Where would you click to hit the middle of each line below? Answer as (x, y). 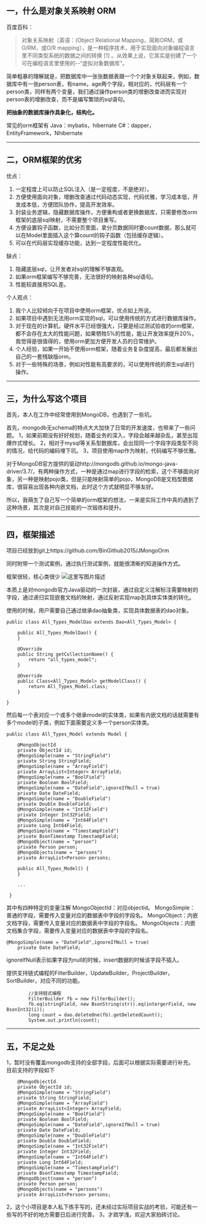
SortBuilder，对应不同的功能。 (45, 981)
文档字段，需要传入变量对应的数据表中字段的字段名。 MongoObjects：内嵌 (101, 923)
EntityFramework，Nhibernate (44, 133)
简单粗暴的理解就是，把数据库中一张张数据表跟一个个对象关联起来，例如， (100, 76)
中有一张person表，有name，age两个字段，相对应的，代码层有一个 (102, 84)
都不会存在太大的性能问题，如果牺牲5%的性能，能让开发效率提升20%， (106, 333)
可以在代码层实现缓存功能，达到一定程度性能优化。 (80, 243)
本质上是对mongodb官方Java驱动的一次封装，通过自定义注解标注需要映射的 (102, 590)
